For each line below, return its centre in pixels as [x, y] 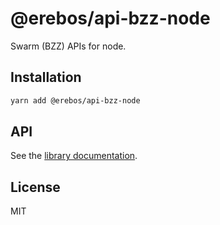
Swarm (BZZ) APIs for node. [68, 46]
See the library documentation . [74, 156]
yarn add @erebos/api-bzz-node [75, 100]
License [35, 187]
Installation [46, 77]
